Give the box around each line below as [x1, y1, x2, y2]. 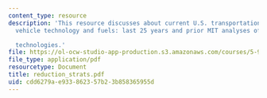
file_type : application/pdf [8, 56, 102, 64]
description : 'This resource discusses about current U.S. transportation [8, 19, 261, 27]
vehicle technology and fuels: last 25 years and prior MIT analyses [15, 26, 250, 34]
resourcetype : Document [8, 63, 87, 72]
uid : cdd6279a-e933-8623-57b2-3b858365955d [8, 77, 155, 86]
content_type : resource [8, 11, 87, 20]
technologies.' [15, 41, 66, 49]
